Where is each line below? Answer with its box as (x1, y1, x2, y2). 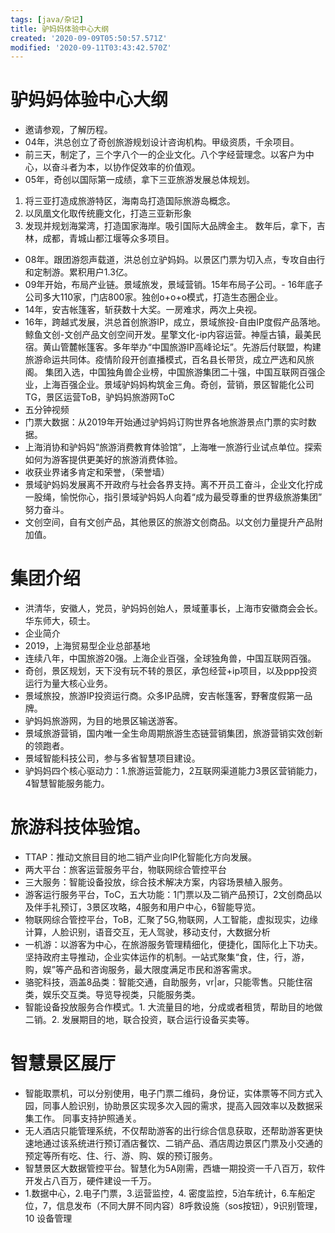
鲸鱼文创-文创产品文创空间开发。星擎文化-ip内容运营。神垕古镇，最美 (24, 329, 313, 341)
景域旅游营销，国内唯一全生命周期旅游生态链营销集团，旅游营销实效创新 (24, 727, 323, 740)
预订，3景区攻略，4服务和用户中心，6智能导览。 (59, 901, 262, 913)
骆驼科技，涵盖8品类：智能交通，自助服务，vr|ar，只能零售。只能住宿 (24, 976, 313, 988)
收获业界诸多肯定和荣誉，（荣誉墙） (24, 466, 170, 478)
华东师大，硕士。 (24, 615, 96, 627)
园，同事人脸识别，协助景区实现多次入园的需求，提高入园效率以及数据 (24, 1100, 315, 1111)
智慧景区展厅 (10, 1052, 117, 1075)
